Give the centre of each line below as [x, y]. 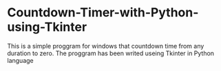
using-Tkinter [47, 27]
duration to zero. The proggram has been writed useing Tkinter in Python [111, 53]
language [20, 60]
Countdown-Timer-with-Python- [103, 13]
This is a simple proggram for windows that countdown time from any [106, 46]
